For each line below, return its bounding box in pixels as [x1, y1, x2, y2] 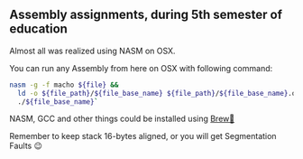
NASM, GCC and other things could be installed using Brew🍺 [9, 113, 235, 125]
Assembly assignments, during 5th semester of [9, 7, 282, 23]
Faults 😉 [9, 140, 43, 152]
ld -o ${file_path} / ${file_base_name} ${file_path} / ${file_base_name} [17, 89, 289, 98]
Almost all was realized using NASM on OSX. [9, 45, 176, 56]
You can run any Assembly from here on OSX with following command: [9, 62, 273, 73]
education [9, 22, 68, 37]
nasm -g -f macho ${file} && [9, 80, 119, 89]
